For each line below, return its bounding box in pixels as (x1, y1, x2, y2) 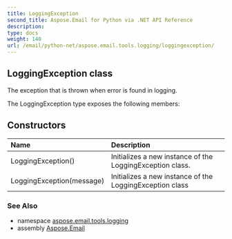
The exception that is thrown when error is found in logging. (7, 86, 177, 94)
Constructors (7, 119, 66, 131)
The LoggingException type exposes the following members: (7, 99, 180, 108)
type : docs (7, 29, 39, 37)
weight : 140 (7, 36, 41, 43)
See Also (7, 201, 38, 211)
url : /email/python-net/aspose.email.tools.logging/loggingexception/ (7, 42, 215, 49)
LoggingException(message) (10, 175, 105, 185)
